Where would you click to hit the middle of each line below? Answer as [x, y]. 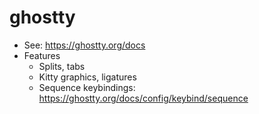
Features [42, 55]
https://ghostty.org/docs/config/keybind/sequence [143, 98]
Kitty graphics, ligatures [87, 77]
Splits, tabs [62, 66]
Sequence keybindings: [87, 87]
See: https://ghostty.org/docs [84, 45]
